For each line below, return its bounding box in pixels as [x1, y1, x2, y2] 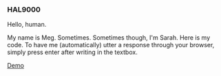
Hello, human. [7, 21, 47, 29]
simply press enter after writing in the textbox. [7, 48, 138, 56]
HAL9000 [7, 5, 41, 14]
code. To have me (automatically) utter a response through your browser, [7, 41, 215, 49]
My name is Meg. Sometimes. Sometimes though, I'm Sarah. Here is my [7, 34, 211, 42]
